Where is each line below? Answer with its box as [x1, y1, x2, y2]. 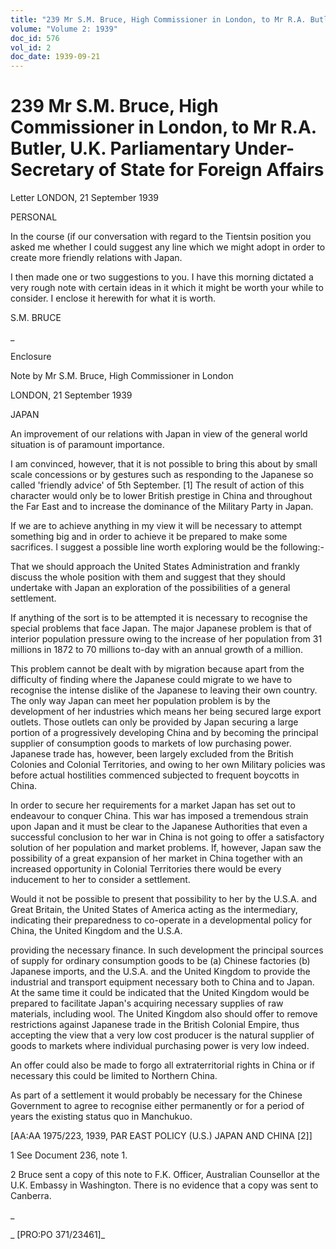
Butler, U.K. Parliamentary [10, 137, 231, 160]
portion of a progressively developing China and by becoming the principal [10, 727, 319, 739]
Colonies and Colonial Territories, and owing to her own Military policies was [10, 759, 326, 771]
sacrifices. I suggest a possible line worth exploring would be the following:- [10, 541, 325, 553]
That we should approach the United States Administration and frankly [10, 561, 300, 573]
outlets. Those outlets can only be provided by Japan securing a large [10, 716, 299, 728]
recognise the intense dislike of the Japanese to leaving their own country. [10, 684, 318, 696]
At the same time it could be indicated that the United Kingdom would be [10, 987, 310, 999]
